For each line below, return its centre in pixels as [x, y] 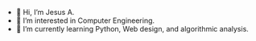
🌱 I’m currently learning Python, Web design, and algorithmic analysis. [132, 29]
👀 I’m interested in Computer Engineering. [85, 20]
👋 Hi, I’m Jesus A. [45, 12]
